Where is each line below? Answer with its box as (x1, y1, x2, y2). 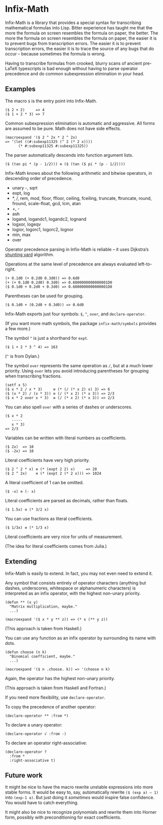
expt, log (12, 190, 30, 196)
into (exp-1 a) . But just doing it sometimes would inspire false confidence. (5, 795, 155, 801)
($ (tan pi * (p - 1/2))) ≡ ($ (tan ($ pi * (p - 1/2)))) (5, 162, 125, 166)
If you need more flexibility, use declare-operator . (5, 694, 106, 700)
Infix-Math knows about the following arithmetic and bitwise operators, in (5, 170, 152, 176)
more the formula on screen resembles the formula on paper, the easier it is (5, 35, 157, 41)
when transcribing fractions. (5, 373, 62, 379)
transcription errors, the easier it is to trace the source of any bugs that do (5, 46, 154, 51)
